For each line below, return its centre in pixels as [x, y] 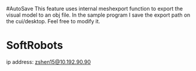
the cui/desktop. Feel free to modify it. [53, 21]
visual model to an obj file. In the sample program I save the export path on [98, 15]
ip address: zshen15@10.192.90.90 [49, 61]
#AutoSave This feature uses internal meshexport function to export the [95, 9]
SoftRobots [35, 46]
